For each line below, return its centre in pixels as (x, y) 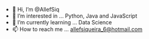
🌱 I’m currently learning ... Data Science (62, 22)
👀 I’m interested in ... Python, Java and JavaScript (74, 16)
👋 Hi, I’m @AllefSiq (36, 9)
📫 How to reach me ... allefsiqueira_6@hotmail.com (77, 29)
